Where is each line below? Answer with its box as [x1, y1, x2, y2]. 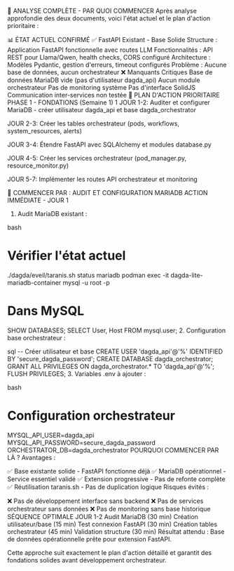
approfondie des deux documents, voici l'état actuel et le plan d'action [7, 14, 211, 22]
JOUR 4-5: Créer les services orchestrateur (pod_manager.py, [7, 154, 187, 162]
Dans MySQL [7, 303, 85, 319]
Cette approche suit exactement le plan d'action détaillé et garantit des [7, 548, 212, 557]
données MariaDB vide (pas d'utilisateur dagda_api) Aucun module [7, 76, 200, 84]
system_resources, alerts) [7, 127, 83, 135]
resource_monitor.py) [7, 161, 69, 170]
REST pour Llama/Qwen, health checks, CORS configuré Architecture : [7, 53, 211, 61]
